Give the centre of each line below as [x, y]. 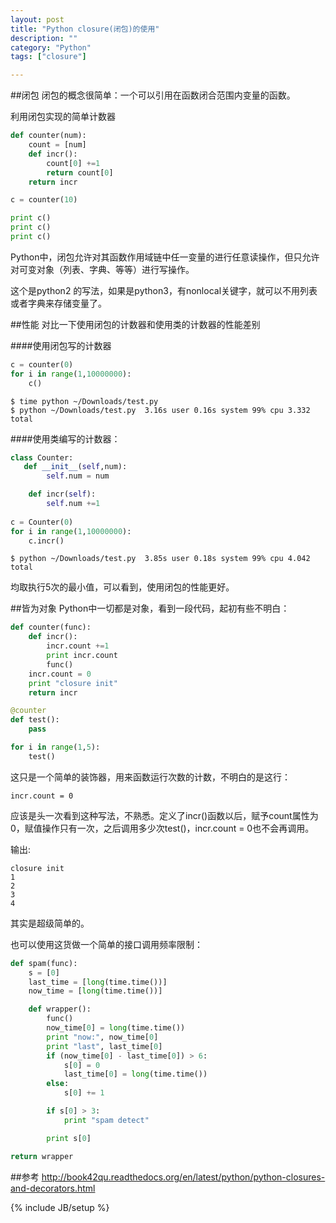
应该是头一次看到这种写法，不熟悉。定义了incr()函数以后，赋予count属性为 [164, 815]
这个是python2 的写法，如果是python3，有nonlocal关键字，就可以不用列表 [164, 290]
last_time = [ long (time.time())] [98, 982]
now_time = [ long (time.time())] [95, 991]
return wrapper [42, 1156]
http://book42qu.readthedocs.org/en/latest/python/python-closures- [183, 1177]
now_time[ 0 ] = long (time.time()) [116, 1028]
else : [58, 1084]
